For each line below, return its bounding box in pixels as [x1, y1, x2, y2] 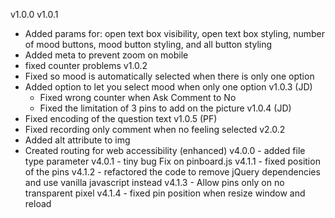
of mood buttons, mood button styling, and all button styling [24, 39, 273, 50]
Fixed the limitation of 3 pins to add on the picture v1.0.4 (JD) [39, 102, 292, 114]
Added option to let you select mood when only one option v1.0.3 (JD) [24, 81, 313, 93]
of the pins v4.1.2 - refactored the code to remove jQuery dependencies [24, 166, 321, 178]
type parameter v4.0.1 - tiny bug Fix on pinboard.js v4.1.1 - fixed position [24, 155, 321, 167]
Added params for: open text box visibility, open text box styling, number [24, 28, 326, 39]
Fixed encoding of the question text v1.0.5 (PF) [24, 113, 218, 124]
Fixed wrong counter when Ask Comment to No [39, 92, 237, 103]
